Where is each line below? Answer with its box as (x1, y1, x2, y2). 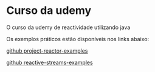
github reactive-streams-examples (6, 59, 93, 66)
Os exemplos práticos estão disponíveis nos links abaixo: (6, 35, 150, 42)
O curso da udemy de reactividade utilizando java (6, 24, 131, 31)
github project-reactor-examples (6, 47, 88, 54)
